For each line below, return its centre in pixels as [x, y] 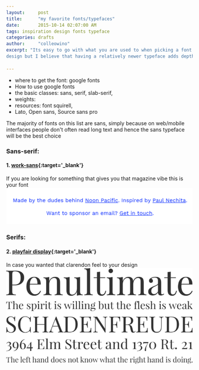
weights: [25, 99]
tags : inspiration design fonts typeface [58, 31]
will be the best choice [34, 136]
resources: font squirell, [44, 105]
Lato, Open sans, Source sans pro [56, 111]
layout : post [28, 12]
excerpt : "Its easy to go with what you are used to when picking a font [99, 50]
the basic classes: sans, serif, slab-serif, [64, 92]
